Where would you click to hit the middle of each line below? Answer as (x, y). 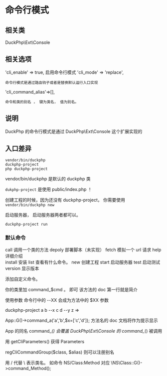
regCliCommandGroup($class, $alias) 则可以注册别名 (60, 352)
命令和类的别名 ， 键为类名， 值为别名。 (42, 102)
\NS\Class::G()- (127, 363)
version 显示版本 (22, 268)
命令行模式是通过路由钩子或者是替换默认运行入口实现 (52, 83)
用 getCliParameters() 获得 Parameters (45, 341)
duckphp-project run (27, 225)
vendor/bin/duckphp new (30, 205)
